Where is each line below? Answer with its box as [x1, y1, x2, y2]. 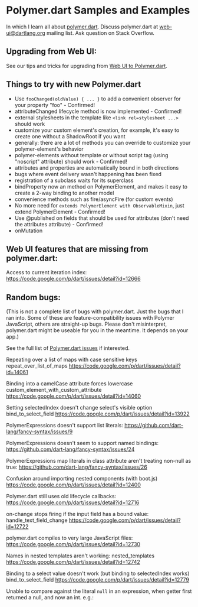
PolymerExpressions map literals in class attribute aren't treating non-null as [6, 457, 192, 465]
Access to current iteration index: [6, 269, 87, 276]
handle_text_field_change [6, 517, 68, 524]
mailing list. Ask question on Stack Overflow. [46, 29, 155, 36]
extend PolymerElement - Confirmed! [14, 208, 105, 215]
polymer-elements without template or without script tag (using [14, 151, 169, 158]
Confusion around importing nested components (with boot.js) [6, 475, 158, 482]
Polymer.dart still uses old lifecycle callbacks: [6, 493, 117, 500]
